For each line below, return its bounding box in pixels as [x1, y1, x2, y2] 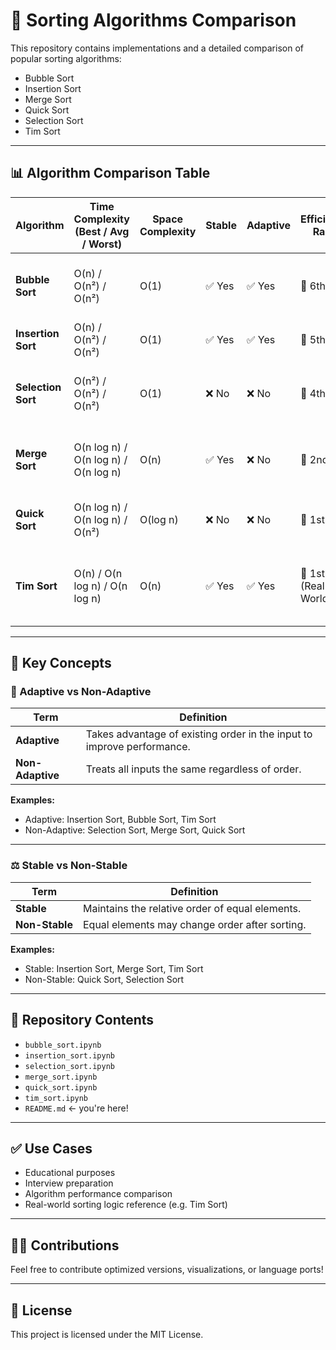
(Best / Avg [74, 224, 130, 238]
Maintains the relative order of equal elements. [82, 901, 302, 915]
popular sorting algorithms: [10, 52, 122, 64]
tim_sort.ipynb [24, 1093, 89, 1103]
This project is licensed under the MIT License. [10, 1328, 204, 1340]
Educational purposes [24, 1167, 116, 1179]
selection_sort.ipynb [24, 1061, 115, 1071]
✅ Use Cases [10, 1140, 93, 1157]
